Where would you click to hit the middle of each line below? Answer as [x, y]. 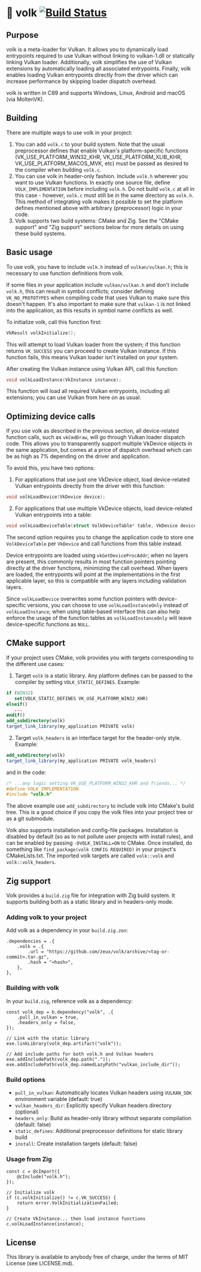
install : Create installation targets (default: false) [76, 1144]
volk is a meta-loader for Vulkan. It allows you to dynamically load [87, 49]
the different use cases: [35, 664]
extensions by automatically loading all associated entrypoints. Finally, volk [99, 68]
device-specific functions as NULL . [48, 624]
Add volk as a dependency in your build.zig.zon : [67, 931]
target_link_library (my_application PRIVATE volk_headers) [81, 761]
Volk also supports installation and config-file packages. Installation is [92, 830]
